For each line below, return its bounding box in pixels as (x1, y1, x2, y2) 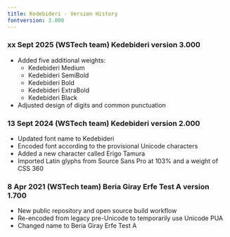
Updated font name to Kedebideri (17, 134, 115, 143)
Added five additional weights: (17, 56, 106, 64)
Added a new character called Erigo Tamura (17, 149, 146, 158)
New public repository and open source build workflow (17, 207, 177, 215)
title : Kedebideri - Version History (7, 10, 118, 18)
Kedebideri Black (27, 93, 77, 102)
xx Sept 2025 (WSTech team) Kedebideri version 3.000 (7, 40, 200, 50)
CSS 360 (17, 165, 44, 173)
